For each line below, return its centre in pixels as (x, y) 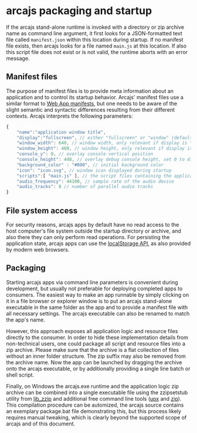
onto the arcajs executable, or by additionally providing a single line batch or (98, 368)
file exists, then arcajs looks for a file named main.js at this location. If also (96, 46)
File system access (42, 211)
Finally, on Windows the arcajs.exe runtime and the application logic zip (92, 386)
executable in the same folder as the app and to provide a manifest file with (97, 307)
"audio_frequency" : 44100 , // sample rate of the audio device (96, 181)
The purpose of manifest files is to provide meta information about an (90, 91)
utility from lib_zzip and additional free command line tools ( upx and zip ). (94, 398)
